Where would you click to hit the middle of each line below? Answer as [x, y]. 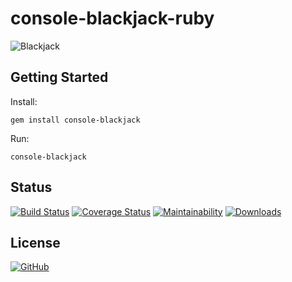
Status [31, 187]
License [35, 242]
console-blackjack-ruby [112, 18]
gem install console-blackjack [75, 120]
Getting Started [59, 77]
